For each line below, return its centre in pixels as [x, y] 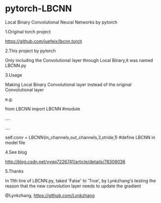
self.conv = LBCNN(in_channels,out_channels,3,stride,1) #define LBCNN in [80, 137]
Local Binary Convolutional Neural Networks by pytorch [61, 22]
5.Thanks [14, 171]
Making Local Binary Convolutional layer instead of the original [68, 85]
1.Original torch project [28, 31]
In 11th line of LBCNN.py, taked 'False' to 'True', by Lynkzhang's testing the [80, 180]
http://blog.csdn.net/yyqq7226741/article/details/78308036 [65, 161]
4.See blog [16, 152]
